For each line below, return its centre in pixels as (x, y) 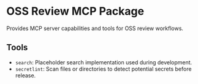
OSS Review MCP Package (75, 11)
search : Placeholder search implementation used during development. (104, 62)
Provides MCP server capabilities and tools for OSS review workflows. (95, 28)
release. (25, 75)
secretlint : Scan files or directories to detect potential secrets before (103, 69)
